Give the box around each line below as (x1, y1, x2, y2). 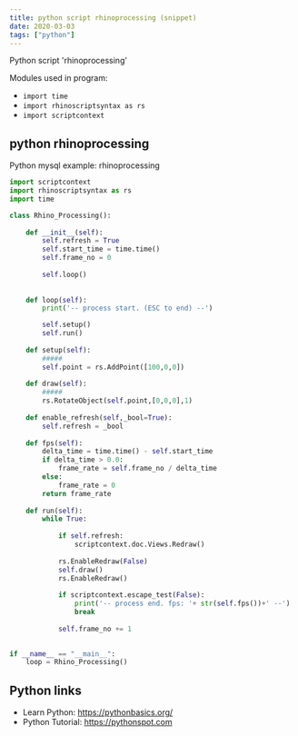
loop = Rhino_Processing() (25, 658, 128, 667)
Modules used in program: (9, 73, 108, 84)
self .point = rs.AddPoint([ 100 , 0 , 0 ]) (42, 363, 184, 372)
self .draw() (57, 565, 104, 574)
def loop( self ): (25, 295, 88, 304)
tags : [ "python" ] (9, 30, 75, 39)
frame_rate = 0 (57, 481, 116, 490)
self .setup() (42, 320, 92, 330)
